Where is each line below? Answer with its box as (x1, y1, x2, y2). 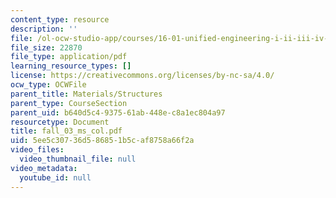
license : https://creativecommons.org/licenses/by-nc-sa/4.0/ (10, 71, 275, 81)
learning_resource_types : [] (10, 61, 132, 71)
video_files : (10, 145, 65, 155)
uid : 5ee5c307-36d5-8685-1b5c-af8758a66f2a (10, 136, 195, 146)
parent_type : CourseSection (10, 98, 128, 108)
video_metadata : (10, 163, 78, 173)
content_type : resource (10, 14, 110, 25)
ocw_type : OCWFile (10, 80, 87, 90)
